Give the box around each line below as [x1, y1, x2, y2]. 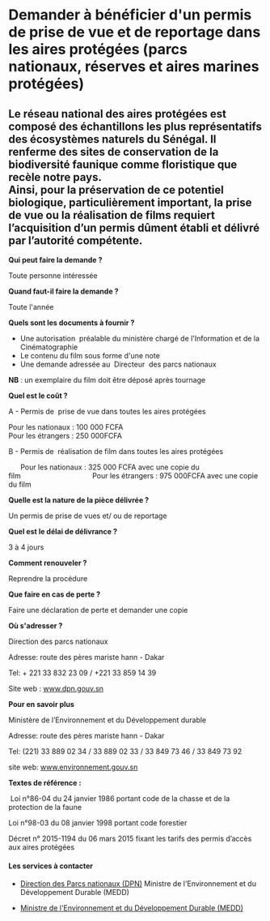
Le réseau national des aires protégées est [8, 107, 226, 121]
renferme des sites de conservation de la [8, 144, 219, 159]
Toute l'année [8, 302, 54, 311]
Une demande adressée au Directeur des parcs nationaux [19, 359, 217, 369]
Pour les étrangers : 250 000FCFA [8, 431, 123, 440]
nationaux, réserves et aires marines [8, 58, 259, 76]
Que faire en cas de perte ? [8, 589, 101, 599]
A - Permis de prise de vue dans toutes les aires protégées [8, 407, 206, 416]
